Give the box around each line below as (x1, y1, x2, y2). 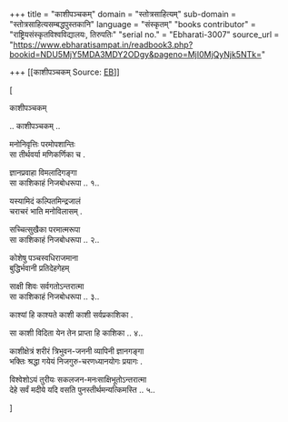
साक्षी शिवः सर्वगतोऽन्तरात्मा (9, 281, 84, 291)
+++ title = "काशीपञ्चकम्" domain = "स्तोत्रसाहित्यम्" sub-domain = (9, 9, 237, 19)
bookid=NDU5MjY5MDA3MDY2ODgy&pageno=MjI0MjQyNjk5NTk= (9, 49, 262, 59)
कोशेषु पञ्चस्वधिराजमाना (9, 253, 79, 263)
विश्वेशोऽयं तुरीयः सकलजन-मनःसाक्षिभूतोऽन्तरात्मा (9, 374, 147, 385)
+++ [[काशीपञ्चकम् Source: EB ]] (9, 66, 120, 77)
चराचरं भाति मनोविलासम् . (9, 206, 84, 216)
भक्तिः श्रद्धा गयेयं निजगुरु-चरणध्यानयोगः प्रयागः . (9, 356, 144, 367)
